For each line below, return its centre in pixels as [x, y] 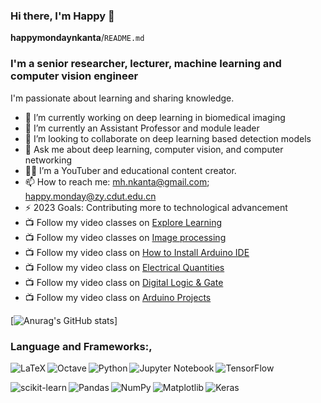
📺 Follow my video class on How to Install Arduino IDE [137, 252]
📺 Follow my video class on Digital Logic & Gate [124, 282]
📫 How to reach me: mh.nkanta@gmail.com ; [117, 181]
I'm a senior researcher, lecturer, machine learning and [146, 64]
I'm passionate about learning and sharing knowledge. [122, 98]
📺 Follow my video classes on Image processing [125, 237]
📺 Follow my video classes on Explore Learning [123, 222]
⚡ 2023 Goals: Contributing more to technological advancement [156, 207]
